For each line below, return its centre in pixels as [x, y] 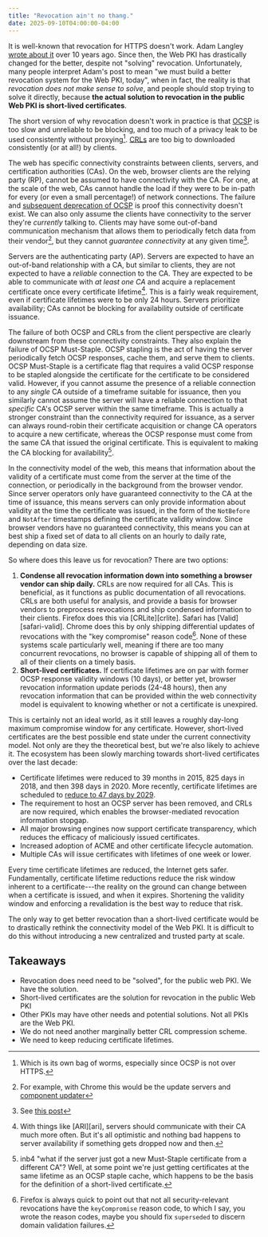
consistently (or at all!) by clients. [63, 148]
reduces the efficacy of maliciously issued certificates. [110, 837]
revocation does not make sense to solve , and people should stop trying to [131, 88]
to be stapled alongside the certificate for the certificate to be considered [129, 375]
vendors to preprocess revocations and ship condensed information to [136, 610]
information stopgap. [54, 820]
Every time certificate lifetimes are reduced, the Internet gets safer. [118, 869]
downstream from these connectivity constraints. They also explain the [125, 341]
